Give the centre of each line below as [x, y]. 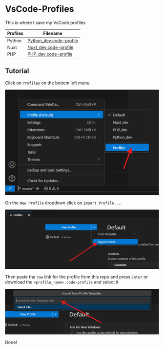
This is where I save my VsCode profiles [45, 23]
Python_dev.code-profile [53, 41]
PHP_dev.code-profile [50, 54]
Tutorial [17, 71]
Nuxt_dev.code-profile [51, 47]
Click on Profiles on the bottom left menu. [48, 83]
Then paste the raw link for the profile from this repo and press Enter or [76, 277]
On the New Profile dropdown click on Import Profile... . [63, 203]
